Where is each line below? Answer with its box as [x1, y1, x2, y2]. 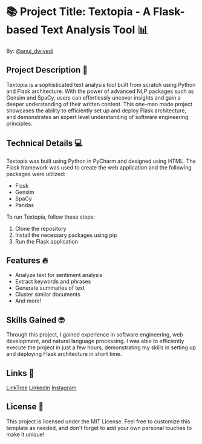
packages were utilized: [6, 170, 66, 177]
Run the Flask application [15, 237, 79, 245]
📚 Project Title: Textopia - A [6, 5, 151, 19]
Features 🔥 [6, 255, 48, 265]
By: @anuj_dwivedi [6, 47, 53, 55]
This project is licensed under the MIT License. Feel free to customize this [6, 417, 191, 425]
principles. [6, 120, 33, 127]
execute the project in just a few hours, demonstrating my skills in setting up [6, 344, 197, 351]
